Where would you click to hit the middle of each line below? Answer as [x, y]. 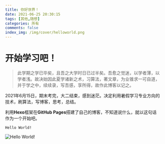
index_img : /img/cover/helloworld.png [45, 32]
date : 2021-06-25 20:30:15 [33, 14]
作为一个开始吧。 [22, 118]
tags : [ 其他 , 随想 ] [23, 19]
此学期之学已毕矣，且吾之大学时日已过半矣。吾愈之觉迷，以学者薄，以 [88, 73]
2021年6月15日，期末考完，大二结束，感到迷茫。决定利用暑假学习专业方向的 [82, 95]
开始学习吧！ [31, 58]
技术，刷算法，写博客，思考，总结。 [42, 102]
